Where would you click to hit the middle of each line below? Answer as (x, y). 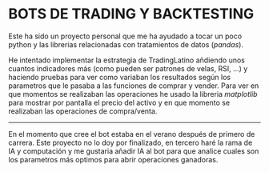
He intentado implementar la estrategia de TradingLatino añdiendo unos (127, 60)
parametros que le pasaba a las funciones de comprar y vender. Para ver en (134, 86)
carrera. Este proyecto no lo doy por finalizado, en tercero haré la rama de (130, 142)
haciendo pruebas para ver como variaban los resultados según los (119, 77)
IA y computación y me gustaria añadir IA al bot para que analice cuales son (134, 151)
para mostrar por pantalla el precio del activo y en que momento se (119, 102)
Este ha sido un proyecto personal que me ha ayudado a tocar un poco (125, 36)
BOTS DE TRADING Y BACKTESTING (131, 14)
